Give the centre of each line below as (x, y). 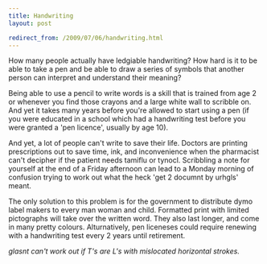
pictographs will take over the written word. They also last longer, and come (134, 219)
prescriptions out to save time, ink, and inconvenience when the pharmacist (134, 152)
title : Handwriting (41, 16)
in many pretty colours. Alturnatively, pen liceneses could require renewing (133, 227)
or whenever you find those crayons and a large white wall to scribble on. (130, 102)
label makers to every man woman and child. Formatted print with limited (129, 210)
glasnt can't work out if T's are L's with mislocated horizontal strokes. (124, 251)
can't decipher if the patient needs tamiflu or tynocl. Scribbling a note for (129, 160)
